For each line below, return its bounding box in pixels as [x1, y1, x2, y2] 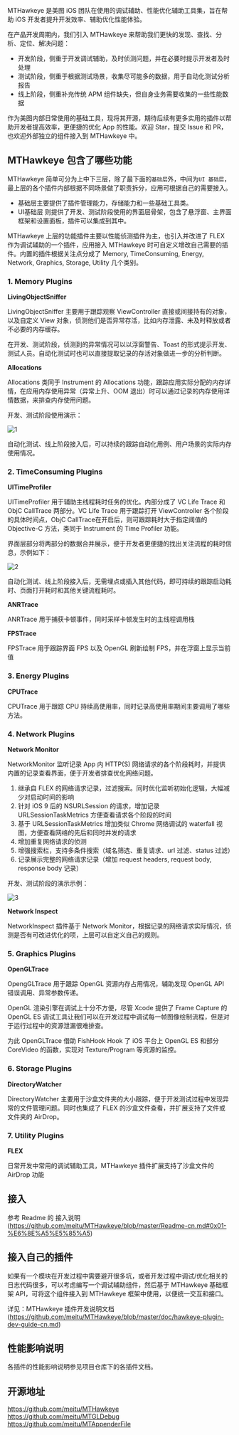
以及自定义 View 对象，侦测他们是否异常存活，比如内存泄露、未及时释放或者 [7, 316, 231, 325]
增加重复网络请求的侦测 [17, 837, 87, 845]
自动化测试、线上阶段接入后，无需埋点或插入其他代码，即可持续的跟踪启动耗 [7, 577, 232, 586]
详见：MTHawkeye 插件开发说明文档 [7, 1304, 115, 1313]
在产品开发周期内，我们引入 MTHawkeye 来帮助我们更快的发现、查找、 [7, 31, 216, 38]
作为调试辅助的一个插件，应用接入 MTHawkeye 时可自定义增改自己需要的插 [7, 240, 229, 249]
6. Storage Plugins [7, 1064, 73, 1074]
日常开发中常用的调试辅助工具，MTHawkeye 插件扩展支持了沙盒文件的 [7, 1161, 215, 1170]
